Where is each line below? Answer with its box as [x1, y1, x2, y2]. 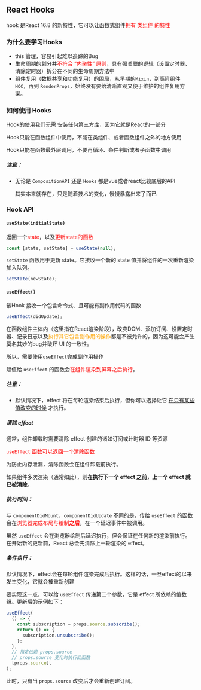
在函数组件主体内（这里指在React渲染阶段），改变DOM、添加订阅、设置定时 [6, 325, 193, 332]
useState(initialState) [6, 220, 66, 226]
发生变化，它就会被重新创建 [6, 578, 75, 585]
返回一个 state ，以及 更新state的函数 [6, 233, 94, 240]
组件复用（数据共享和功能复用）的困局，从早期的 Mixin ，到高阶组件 [14, 75, 181, 83]
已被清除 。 [6, 481, 33, 488]
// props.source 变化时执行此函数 [11, 655, 90, 661]
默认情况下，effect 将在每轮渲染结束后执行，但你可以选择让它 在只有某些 [14, 397, 195, 404]
